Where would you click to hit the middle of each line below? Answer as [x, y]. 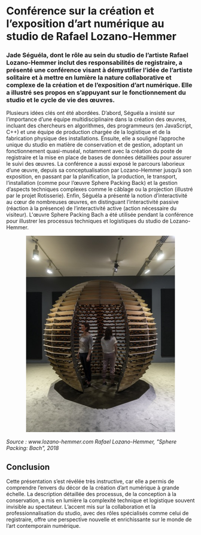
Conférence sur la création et [80, 11]
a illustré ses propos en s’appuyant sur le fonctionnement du [96, 93]
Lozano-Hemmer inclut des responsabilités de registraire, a [94, 63]
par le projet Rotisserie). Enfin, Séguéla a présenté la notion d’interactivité [97, 196]
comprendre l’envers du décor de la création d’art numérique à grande [93, 488]
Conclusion [28, 467]
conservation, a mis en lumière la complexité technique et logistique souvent [100, 500]
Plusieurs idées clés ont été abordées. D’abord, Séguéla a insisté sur [91, 113]
